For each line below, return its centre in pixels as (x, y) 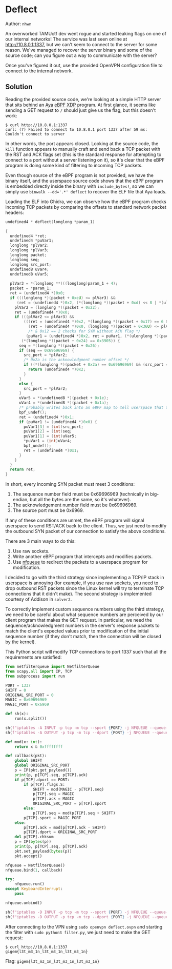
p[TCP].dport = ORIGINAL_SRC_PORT (60, 832)
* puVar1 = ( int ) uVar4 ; (48, 441)
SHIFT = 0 (16, 690)
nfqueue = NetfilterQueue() (35, 865)
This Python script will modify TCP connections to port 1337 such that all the (86, 652)
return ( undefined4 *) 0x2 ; (57, 369)
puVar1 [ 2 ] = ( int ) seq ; (48, 431)
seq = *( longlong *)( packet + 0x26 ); (59, 345)
